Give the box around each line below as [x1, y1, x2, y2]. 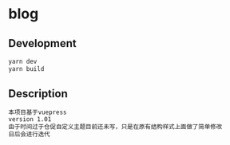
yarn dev [8, 57, 38, 65]
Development [8, 37, 77, 50]
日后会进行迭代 [8, 131, 50, 139]
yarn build [8, 65, 45, 72]
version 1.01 [8, 116, 52, 123]
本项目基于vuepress [8, 108, 67, 116]
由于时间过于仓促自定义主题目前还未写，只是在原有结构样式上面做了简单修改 [8, 123, 223, 131]
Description [8, 87, 68, 100]
